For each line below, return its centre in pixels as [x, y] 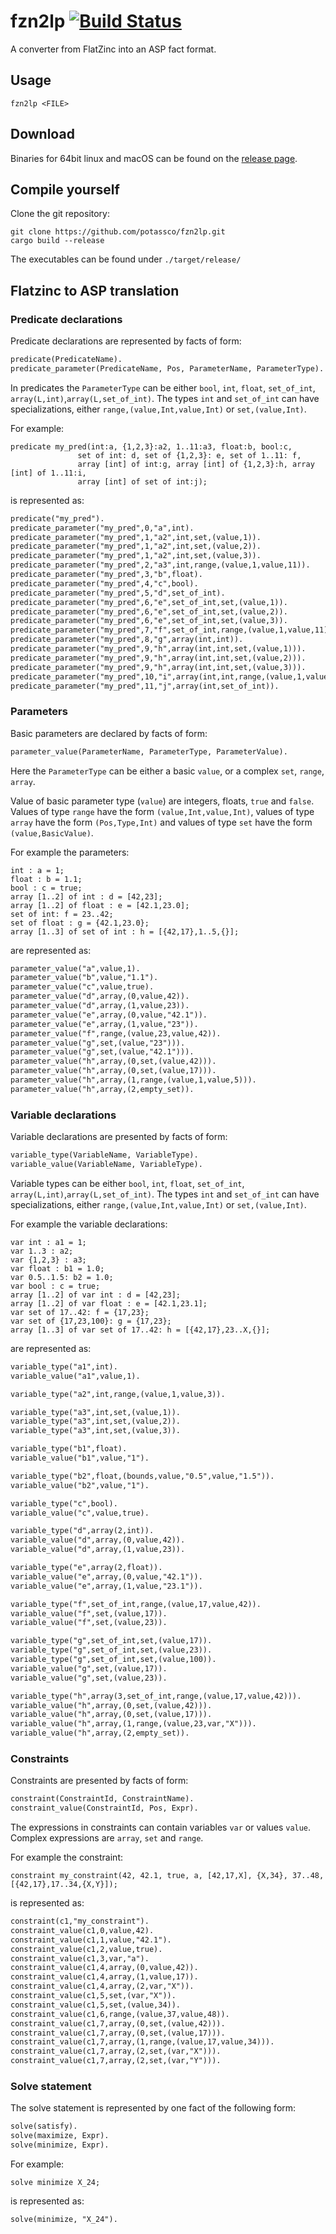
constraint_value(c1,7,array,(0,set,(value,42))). [118, 2023]
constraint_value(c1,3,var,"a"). [80, 1958]
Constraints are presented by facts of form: [99, 1781]
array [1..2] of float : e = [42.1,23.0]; [100, 905]
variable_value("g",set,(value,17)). [89, 1668]
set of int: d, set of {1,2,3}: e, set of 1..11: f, [189, 455]
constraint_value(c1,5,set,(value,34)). [96, 2005]
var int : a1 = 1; [48, 1242]
